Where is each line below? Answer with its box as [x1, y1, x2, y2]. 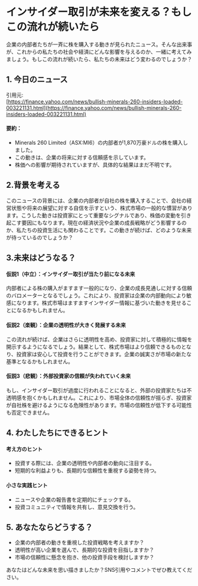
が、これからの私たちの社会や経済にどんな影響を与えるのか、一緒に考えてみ [6, 48, 192, 55]
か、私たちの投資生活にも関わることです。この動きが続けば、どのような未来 [6, 226, 192, 233]
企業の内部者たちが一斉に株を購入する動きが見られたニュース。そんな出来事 [6, 41, 193, 48]
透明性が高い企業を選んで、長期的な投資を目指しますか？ [14, 546, 155, 554]
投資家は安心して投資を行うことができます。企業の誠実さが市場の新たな [16, 350, 192, 357]
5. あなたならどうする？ [6, 522, 93, 532]
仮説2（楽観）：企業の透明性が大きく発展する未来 [6, 321, 126, 328]
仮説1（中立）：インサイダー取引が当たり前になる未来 [6, 270, 135, 278]
